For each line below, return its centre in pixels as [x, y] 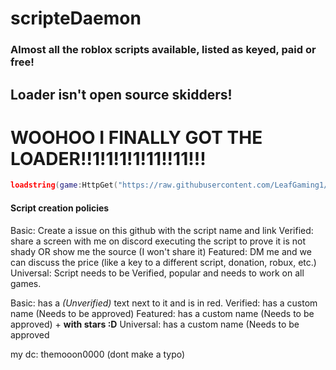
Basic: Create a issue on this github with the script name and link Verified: [162, 230]
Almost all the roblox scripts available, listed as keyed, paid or [163, 50]
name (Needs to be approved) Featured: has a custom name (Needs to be [162, 313]
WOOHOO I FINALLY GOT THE [136, 137]
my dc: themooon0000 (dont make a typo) [98, 354]
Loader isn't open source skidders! [121, 94]
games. [26, 283]
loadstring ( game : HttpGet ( [64, 185]
